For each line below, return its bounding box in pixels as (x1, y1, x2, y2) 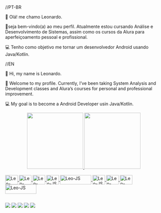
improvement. (5, 91, 34, 97)
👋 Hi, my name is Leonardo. (5, 71, 62, 76)
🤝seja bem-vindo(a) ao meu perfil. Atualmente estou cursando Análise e (5, 23, 154, 29)
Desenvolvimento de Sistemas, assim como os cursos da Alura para (5, 29, 145, 34)
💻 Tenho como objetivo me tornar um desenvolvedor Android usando (5, 44, 149, 50)
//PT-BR (5, 4, 21, 10)
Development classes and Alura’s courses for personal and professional (5, 86, 153, 91)
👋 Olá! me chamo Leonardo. (5, 14, 62, 19)
